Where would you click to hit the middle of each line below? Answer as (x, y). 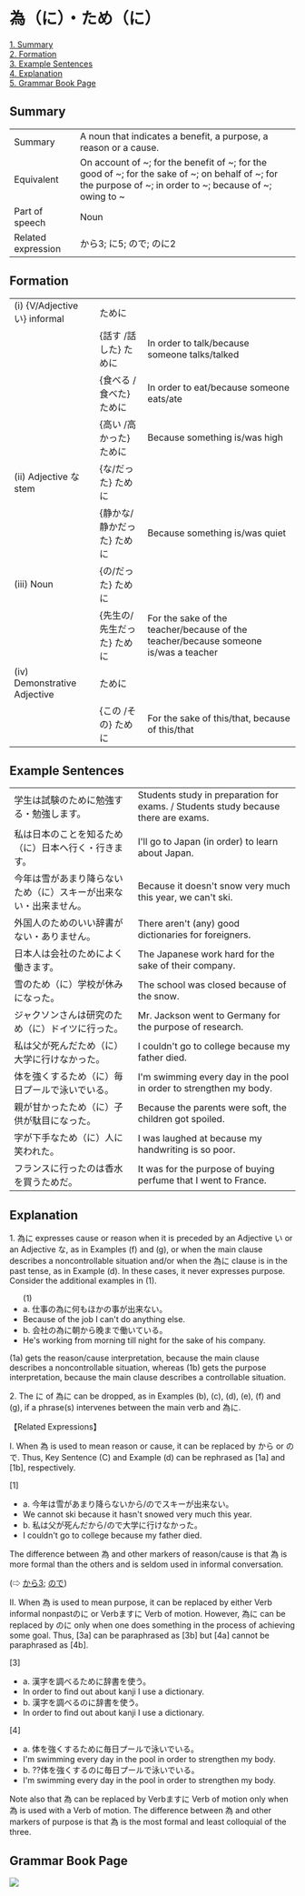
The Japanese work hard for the (206, 954)
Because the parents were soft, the (212, 1108)
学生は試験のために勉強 (64, 800)
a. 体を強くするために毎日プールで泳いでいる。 (111, 1749)
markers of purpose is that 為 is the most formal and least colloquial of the (148, 1822)
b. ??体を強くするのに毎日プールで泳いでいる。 (111, 1771)
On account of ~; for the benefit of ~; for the (174, 162)
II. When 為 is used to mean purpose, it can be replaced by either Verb (141, 1602)
